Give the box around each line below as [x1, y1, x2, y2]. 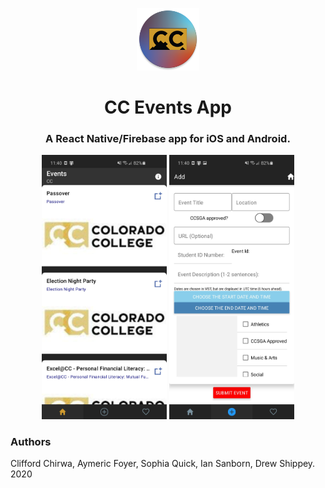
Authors [10, 434, 52, 448]
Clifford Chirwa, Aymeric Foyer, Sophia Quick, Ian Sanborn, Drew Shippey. [10, 458, 316, 470]
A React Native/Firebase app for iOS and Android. [45, 132, 291, 146]
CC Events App [103, 96, 233, 119]
